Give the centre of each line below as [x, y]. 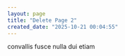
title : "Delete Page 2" [42, 20]
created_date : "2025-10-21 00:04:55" [63, 27]
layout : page [26, 14]
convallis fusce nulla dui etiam [51, 47]
